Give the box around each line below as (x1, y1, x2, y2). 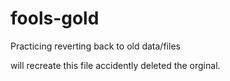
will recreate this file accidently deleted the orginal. (10, 59, 221, 71)
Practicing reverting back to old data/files (10, 40, 181, 52)
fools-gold (10, 7, 100, 30)
